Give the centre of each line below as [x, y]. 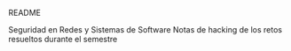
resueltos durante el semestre [63, 39]
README [25, 13]
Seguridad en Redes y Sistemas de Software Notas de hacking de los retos [145, 29]
